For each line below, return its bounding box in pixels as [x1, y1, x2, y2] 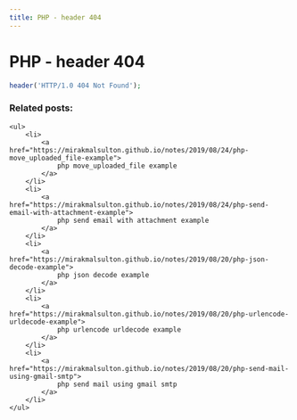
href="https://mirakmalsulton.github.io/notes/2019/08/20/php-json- [9, 255, 269, 264]
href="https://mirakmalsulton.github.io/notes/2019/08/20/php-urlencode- [9, 309, 290, 318]
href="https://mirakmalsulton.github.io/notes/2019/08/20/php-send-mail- [9, 364, 290, 373]
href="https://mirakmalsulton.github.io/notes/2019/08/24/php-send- [9, 200, 269, 210]
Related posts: [9, 102, 73, 114]
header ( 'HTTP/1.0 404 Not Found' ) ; [9, 81, 142, 90]
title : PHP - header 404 [9, 12, 102, 22]
